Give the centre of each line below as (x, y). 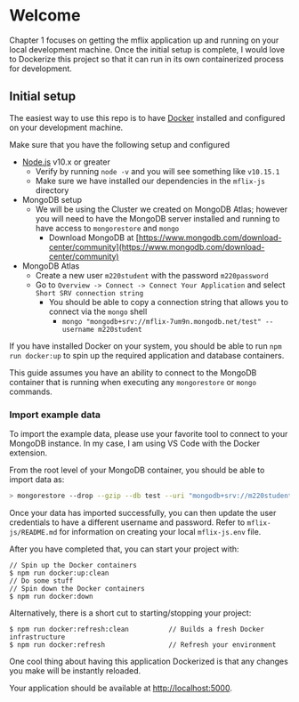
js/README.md (33, 532)
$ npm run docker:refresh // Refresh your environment (143, 645)
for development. (41, 69)
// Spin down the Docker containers (77, 588)
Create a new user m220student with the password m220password (152, 275)
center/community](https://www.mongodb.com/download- (157, 246)
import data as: (37, 480)
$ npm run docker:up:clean (59, 573)
